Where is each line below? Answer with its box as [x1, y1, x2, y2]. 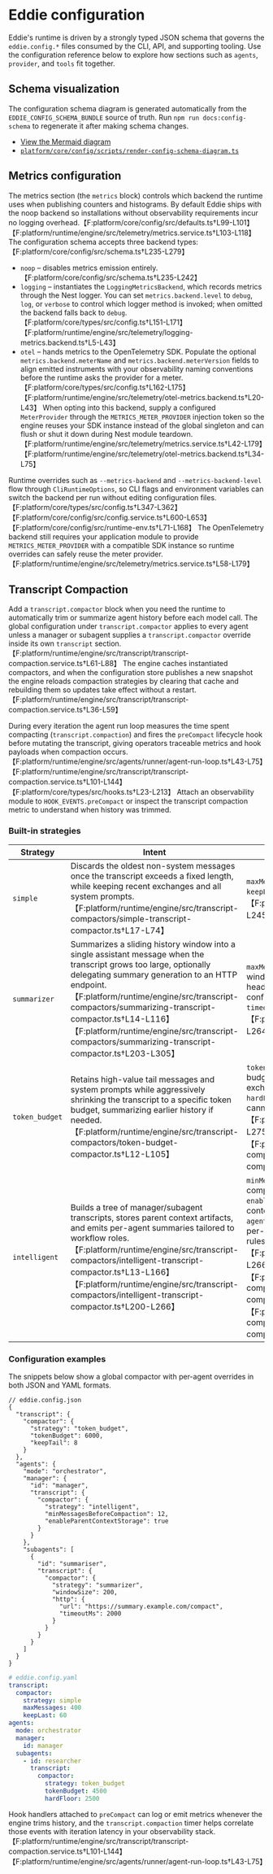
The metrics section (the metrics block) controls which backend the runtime [8, 190, 263, 200]
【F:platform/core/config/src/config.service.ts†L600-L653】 [8, 512, 211, 522]
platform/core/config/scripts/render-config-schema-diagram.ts [19, 146, 240, 155]
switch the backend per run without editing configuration [8, 492, 199, 502]
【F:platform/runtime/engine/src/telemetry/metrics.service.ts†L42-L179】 [19, 438, 263, 448]
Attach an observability [176, 787, 254, 797]
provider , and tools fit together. [8, 59, 115, 68]
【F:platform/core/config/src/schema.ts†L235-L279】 [8, 246, 189, 256]
